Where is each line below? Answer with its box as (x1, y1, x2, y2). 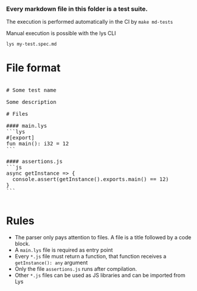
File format (6, 61, 61, 75)
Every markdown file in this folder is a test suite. (6, 5, 148, 13)
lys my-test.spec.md (6, 41, 58, 48)
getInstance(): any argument (14, 259, 88, 266)
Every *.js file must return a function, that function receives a (14, 253, 167, 260)
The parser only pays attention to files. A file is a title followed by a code (14, 234, 192, 241)
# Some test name (6, 87, 56, 94)
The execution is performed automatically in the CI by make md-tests (6, 18, 173, 26)
